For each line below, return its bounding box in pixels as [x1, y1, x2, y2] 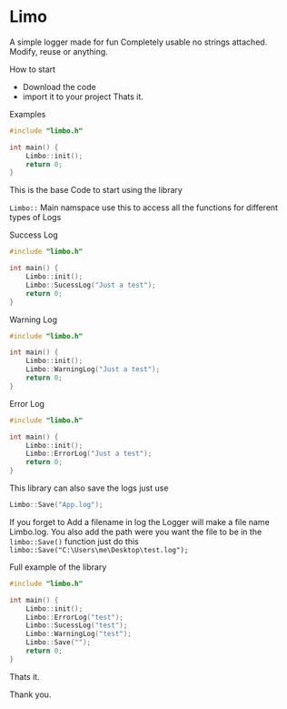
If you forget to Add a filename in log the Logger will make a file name [9, 516, 270, 527]
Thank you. [9, 689, 52, 700]
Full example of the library [9, 562, 107, 572]
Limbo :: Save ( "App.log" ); [9, 501, 104, 510]
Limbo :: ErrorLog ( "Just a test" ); [25, 449, 153, 459]
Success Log [9, 229, 59, 240]
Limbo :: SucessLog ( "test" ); [25, 621, 128, 630]
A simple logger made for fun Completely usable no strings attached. [9, 36, 268, 47]
